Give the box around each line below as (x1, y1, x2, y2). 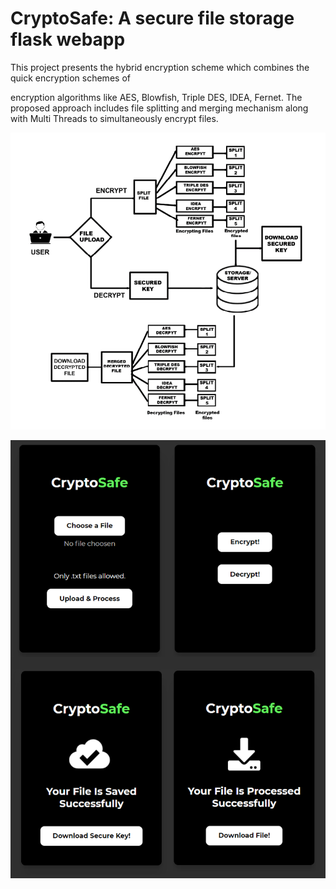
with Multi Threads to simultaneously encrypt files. (10, 112, 219, 124)
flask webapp (10, 28, 126, 51)
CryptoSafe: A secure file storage (10, 7, 295, 30)
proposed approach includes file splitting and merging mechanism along (10, 102, 309, 114)
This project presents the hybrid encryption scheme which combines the (10, 61, 310, 73)
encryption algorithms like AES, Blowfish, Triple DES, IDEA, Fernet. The (10, 91, 303, 103)
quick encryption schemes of (10, 72, 131, 84)
